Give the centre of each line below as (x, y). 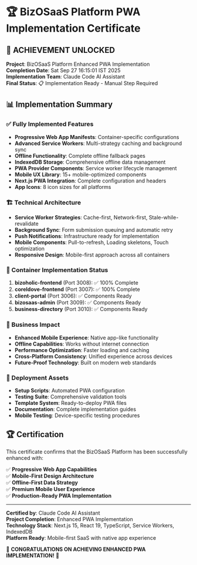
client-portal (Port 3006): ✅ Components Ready (73, 296)
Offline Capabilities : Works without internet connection (82, 344)
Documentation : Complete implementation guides (75, 409)
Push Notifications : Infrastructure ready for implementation (87, 236)
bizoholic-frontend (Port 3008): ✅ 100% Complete (77, 283)
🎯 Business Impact (33, 325)
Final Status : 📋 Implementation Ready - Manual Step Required (82, 83)
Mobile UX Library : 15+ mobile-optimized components (80, 174)
